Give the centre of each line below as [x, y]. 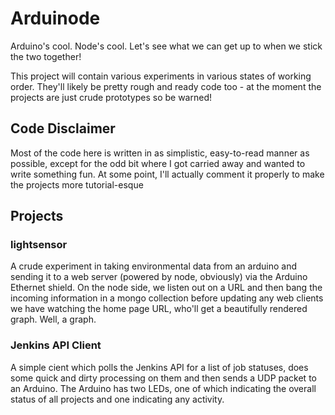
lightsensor [39, 245]
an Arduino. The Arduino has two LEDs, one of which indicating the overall [163, 388]
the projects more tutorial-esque [77, 184]
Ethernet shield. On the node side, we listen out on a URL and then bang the [166, 288]
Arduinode [55, 18]
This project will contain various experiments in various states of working [161, 76]
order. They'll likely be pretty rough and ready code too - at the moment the [166, 86]
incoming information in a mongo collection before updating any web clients [167, 298]
